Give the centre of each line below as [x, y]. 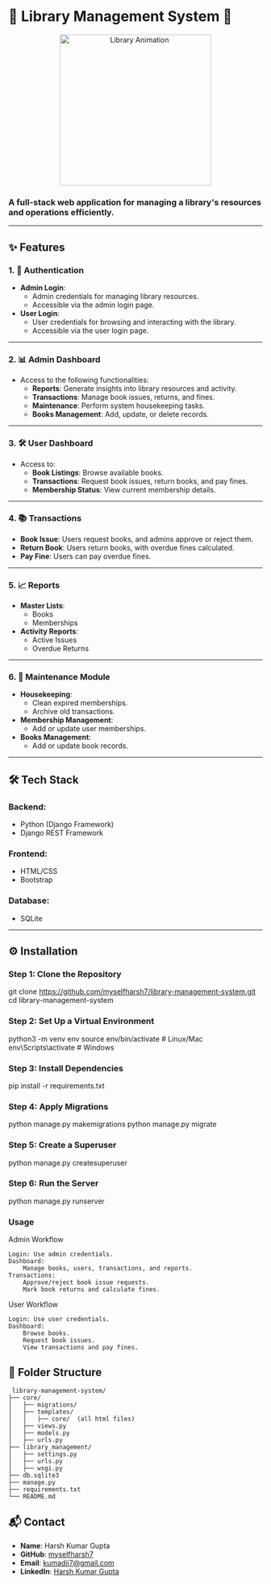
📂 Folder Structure [55, 1372]
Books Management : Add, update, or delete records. [121, 414]
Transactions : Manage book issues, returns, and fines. [123, 397]
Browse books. [46, 1333]
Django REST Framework [61, 833]
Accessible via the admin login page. [93, 305]
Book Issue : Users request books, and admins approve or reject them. [137, 538]
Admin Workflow [36, 1240]
